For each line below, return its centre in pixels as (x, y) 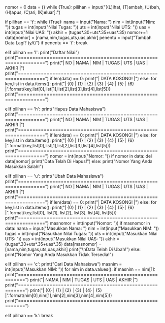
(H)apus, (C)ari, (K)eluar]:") (33, 12)
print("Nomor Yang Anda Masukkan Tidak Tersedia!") (59, 255)
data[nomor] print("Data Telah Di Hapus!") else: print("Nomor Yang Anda (79, 161)
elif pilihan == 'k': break (29, 315)
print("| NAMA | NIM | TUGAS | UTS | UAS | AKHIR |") (84, 280)
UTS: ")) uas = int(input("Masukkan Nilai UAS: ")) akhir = (62, 239)
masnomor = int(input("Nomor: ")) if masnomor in (100, 223)
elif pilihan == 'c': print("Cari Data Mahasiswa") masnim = (64, 264)
